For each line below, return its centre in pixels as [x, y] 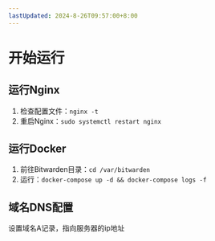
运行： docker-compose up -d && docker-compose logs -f [113, 180]
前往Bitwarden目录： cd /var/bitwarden [85, 170]
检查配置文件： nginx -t [59, 111]
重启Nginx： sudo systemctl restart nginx [91, 120]
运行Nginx [34, 90]
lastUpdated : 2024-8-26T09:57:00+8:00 [73, 16]
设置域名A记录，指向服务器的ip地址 [67, 228]
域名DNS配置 [41, 207]
